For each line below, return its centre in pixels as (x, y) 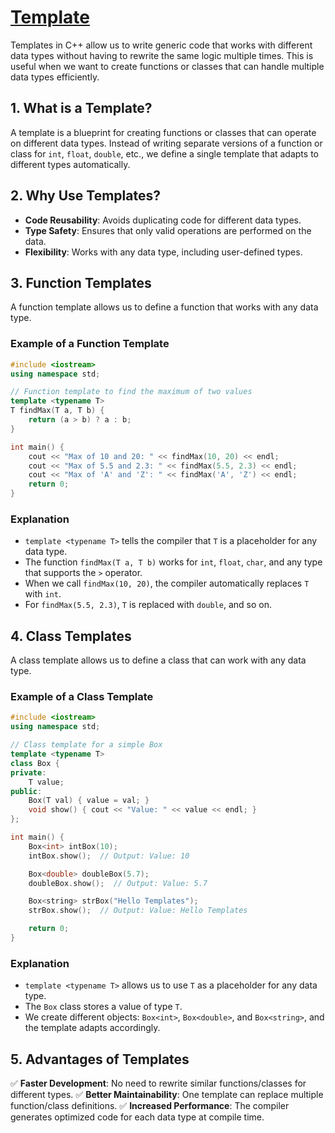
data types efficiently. (55, 77)
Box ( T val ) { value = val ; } (89, 801)
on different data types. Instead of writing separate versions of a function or (166, 143)
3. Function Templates (81, 282)
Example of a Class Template (82, 697)
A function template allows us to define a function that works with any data (164, 307)
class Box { (35, 763)
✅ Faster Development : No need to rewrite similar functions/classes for (158, 1083)
